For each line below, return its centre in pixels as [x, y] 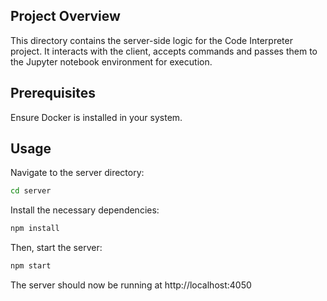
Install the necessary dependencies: [85, 210]
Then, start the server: [56, 248]
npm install [35, 229]
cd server [31, 191]
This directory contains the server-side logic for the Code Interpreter [151, 40]
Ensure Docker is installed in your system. [96, 117]
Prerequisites [53, 93]
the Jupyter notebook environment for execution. [111, 61]
